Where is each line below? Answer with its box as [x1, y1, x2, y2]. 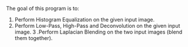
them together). [14, 35, 53, 41]
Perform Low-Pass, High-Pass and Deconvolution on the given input [14, 23, 180, 29]
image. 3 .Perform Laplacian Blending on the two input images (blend [14, 28, 183, 35]
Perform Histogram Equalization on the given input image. [14, 16, 155, 23]
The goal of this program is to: [6, 5, 79, 12]
